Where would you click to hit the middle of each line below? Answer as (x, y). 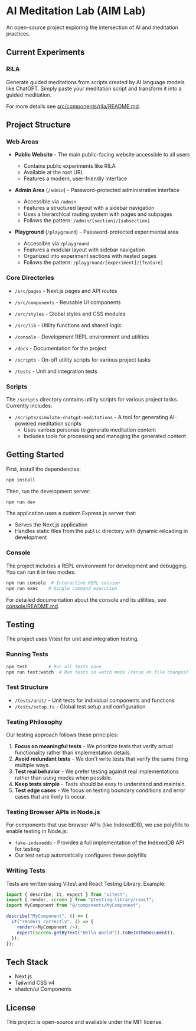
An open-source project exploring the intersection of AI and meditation (92, 27)
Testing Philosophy (35, 722)
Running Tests (27, 655)
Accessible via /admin (50, 202)
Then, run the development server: (48, 491)
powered (25, 423)
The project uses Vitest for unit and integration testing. (73, 639)
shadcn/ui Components (43, 989)
